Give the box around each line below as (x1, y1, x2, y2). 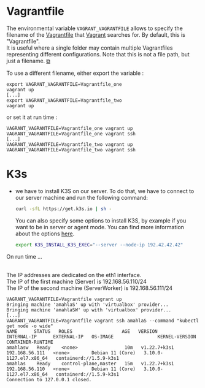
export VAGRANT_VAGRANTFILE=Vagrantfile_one (6, 81, 122, 87)
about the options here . (15, 230, 75, 237)
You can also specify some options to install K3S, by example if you (15, 216, 187, 224)
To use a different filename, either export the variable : (6, 69, 144, 77)
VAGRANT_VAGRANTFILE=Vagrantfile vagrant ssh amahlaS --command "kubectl (6, 318, 199, 324)
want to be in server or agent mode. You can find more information (15, 223, 184, 230)
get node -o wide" (6, 323, 53, 329)
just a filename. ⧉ (6, 57, 51, 64)
